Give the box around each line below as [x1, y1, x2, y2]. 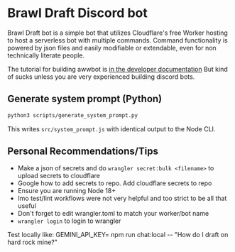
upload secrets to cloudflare [17, 172, 101, 180]
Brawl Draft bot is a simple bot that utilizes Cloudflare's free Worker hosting [7, 28, 229, 37]
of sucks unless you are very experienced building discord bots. [7, 72, 195, 81]
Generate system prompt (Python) [7, 93, 163, 105]
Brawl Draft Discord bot [7, 5, 148, 21]
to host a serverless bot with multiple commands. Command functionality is [7, 35, 229, 44]
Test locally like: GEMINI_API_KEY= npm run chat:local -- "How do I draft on [7, 231, 229, 239]
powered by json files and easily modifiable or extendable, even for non [7, 43, 217, 52]
